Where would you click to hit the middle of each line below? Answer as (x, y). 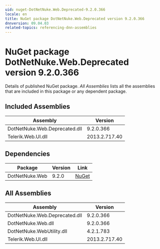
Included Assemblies (38, 107)
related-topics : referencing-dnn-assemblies (51, 28)
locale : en (16, 14)
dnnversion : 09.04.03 (27, 23)
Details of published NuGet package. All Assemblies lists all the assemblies (80, 86)
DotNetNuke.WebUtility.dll (37, 231)
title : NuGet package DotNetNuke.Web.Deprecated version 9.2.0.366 (75, 19)
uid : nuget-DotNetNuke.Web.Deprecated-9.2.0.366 (55, 10)
